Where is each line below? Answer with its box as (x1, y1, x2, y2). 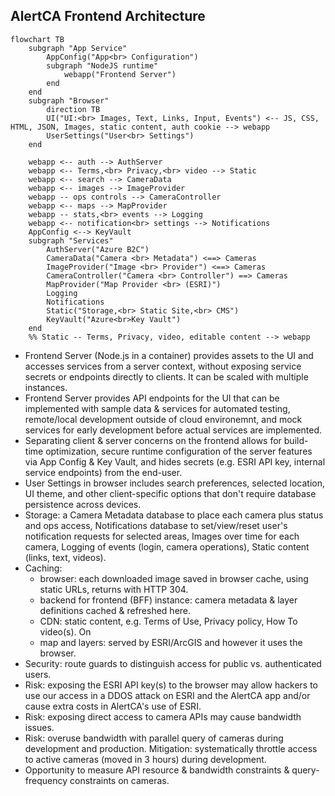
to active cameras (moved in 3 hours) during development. (24, 753, 267, 765)
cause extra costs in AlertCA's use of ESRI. (24, 700, 202, 712)
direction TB (46, 104, 101, 114)
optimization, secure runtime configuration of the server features (45, 445, 313, 457)
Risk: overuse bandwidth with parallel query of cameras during (24, 732, 284, 744)
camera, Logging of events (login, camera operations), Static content (24, 540, 310, 553)
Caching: (24, 562, 63, 574)
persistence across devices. (24, 498, 142, 510)
